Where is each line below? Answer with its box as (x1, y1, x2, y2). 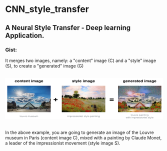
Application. (5, 31, 44, 39)
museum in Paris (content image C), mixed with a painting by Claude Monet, (5, 134, 162, 140)
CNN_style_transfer (5, 3, 89, 15)
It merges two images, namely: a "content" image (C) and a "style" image (5, 57, 156, 63)
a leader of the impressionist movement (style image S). (5, 140, 120, 146)
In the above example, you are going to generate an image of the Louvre (5, 129, 154, 135)
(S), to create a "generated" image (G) (5, 62, 84, 68)
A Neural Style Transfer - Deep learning (5, 23, 131, 32)
